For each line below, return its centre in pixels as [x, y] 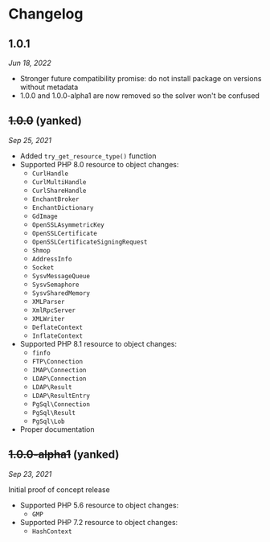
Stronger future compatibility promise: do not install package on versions [141, 78]
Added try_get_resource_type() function [88, 156]
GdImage [45, 216]
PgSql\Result [54, 413]
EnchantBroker [55, 199]
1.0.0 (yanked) [45, 121]
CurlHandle [50, 174]
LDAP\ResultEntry [61, 396]
